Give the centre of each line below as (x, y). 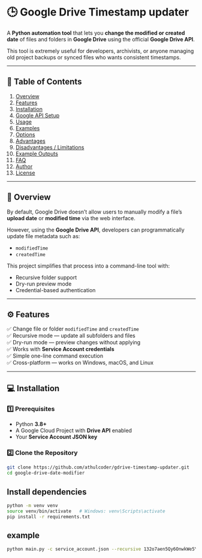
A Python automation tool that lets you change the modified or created (96, 33)
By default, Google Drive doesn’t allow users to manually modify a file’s (94, 212)
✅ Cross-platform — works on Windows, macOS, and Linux (80, 363)
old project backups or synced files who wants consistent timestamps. (94, 57)
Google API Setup (37, 115)
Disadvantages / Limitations (50, 147)
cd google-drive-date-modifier (46, 473)
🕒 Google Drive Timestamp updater (98, 12)
